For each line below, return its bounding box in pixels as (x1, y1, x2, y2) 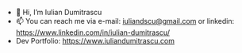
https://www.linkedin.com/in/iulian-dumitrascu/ (15, 28, 171, 37)
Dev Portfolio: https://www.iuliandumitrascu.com (15, 36, 175, 45)
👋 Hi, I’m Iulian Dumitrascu (15, 8, 102, 17)
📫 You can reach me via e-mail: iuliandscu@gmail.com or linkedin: (15, 17, 235, 25)
